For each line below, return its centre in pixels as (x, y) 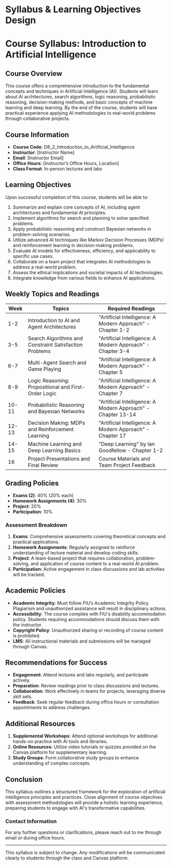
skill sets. (23, 697)
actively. (21, 681)
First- (78, 387)
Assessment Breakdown (36, 525)
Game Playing (45, 369)
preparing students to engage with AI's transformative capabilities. (76, 808)
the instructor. (27, 625)
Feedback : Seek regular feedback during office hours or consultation (86, 702)
